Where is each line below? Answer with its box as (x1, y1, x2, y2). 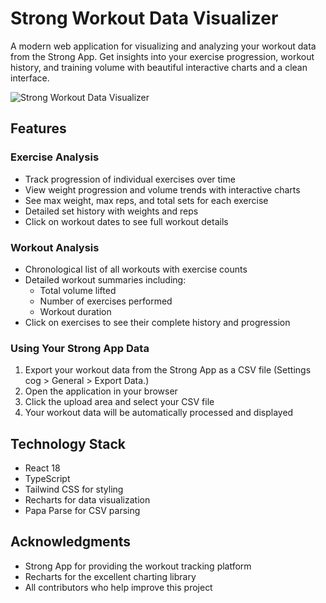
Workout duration (39, 305, 112, 317)
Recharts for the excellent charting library (24, 570, 197, 582)
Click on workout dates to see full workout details (24, 215, 229, 227)
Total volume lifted (39, 284, 117, 296)
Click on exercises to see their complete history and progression (24, 316, 291, 328)
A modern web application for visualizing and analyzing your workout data (10, 40, 317, 52)
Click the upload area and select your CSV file (24, 396, 215, 408)
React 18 (24, 462, 61, 474)
